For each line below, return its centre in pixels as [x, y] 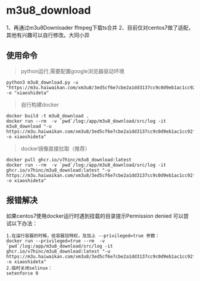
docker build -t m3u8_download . [48, 116]
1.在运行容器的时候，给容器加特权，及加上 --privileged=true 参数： [83, 236]
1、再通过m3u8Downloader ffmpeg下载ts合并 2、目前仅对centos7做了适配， [100, 27]
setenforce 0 [22, 273]
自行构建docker [40, 104]
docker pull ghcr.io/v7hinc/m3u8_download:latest [69, 160]
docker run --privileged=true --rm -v [56, 241]
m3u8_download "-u [29, 126]
